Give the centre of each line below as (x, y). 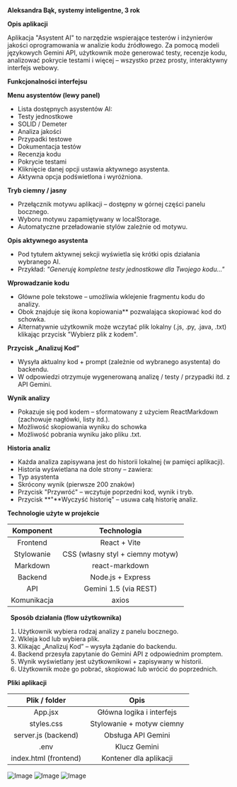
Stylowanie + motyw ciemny (137, 724)
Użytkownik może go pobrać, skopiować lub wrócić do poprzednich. (117, 669)
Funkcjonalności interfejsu (47, 81)
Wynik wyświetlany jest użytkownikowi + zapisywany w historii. (110, 661)
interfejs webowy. (33, 68)
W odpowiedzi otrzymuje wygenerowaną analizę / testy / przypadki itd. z (124, 377)
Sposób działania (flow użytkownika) (66, 618)
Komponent (32, 531)
